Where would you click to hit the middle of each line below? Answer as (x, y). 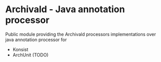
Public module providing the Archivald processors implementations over (81, 34)
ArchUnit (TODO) (30, 55)
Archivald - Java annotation (65, 9)
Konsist (21, 49)
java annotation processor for (36, 40)
